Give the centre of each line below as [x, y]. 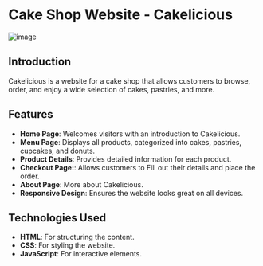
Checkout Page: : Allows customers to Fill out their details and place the [137, 167]
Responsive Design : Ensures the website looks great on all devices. [131, 193]
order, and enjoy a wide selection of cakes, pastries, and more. [112, 89]
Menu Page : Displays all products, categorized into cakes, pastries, [130, 142]
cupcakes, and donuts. [57, 151]
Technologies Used [57, 218]
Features [31, 114]
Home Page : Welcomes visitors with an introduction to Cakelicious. [130, 134]
